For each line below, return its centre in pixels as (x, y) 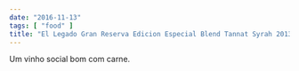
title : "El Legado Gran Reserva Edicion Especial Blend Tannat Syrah (141, 34)
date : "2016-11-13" (45, 17)
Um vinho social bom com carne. (70, 59)
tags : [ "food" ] (41, 26)
